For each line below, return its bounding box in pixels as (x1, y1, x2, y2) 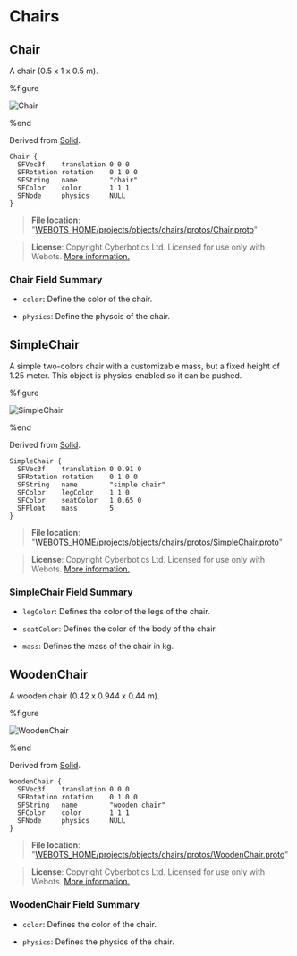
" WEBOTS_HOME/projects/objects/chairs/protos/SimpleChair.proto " (30, 537, 284, 547)
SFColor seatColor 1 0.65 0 (17, 496, 142, 505)
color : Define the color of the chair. (21, 293, 153, 305)
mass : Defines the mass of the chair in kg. (21, 641, 174, 652)
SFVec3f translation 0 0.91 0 (17, 465, 142, 474)
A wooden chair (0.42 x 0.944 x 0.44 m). (9, 690, 160, 701)
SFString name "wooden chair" (17, 800, 166, 810)
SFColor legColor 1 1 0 (17, 488, 130, 497)
